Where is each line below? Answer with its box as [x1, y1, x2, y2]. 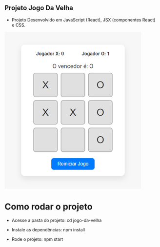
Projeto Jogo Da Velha [4, 4, 74, 12]
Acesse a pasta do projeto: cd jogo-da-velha [11, 217, 102, 223]
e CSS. [11, 22, 26, 28]
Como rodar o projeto [4, 201, 93, 212]
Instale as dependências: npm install [11, 226, 85, 232]
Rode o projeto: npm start [11, 236, 63, 242]
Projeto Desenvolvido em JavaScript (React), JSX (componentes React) [11, 17, 156, 22]
